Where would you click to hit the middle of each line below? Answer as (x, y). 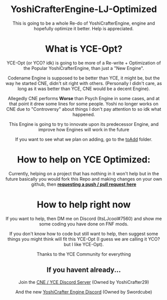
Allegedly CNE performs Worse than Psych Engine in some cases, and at (84, 98)
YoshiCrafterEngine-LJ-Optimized (84, 9)
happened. (84, 114)
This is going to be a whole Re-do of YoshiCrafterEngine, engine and (84, 23)
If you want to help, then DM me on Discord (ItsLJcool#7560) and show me (84, 218)
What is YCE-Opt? (84, 49)
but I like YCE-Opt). (84, 244)
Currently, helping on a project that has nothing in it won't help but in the (84, 173)
